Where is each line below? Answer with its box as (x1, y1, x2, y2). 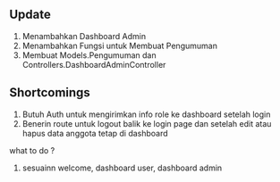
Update (9, 7, 52, 22)
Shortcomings (9, 85, 91, 101)
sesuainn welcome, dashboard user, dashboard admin (21, 162, 223, 173)
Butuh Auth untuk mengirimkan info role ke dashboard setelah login (21, 109, 271, 120)
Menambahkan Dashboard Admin (21, 30, 146, 41)
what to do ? (9, 145, 55, 155)
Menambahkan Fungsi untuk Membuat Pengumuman (21, 40, 217, 51)
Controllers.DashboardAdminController (21, 59, 166, 70)
